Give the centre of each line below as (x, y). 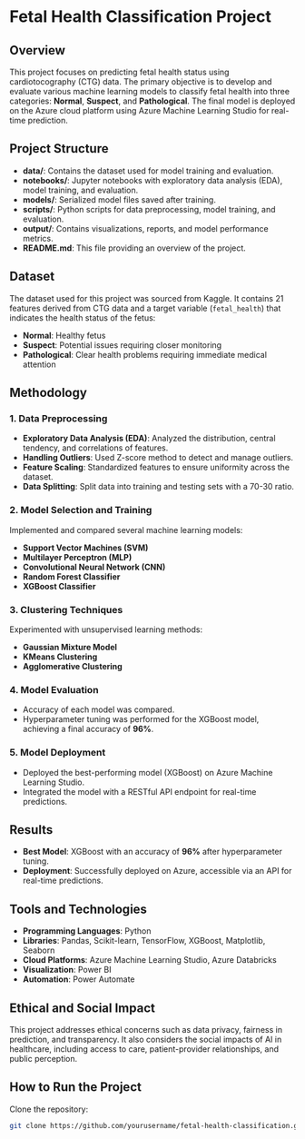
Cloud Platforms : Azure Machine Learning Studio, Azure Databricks (149, 960)
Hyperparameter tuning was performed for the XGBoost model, (141, 719)
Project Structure (59, 149)
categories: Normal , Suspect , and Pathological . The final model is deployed (152, 101)
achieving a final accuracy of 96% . (88, 729)
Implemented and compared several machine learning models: (126, 530)
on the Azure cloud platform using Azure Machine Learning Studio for (139, 110)
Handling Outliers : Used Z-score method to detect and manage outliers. (157, 458)
